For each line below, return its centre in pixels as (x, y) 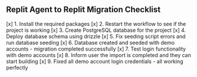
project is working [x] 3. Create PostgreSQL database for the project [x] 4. (96, 30)
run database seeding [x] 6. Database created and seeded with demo (91, 42)
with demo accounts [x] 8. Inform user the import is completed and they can (99, 55)
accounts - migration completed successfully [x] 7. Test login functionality (96, 49)
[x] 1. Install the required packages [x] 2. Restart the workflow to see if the (96, 24)
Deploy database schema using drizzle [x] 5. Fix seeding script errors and (96, 36)
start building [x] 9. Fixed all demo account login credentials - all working (95, 61)
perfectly (17, 68)
